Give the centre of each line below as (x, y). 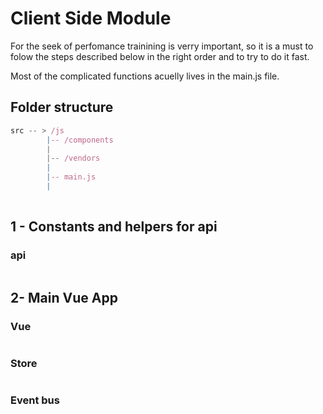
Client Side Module (91, 18)
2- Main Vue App (64, 297)
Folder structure (62, 107)
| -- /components (80, 140)
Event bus (35, 400)
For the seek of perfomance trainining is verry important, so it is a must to (162, 46)
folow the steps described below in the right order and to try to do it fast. (160, 56)
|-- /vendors (73, 158)
